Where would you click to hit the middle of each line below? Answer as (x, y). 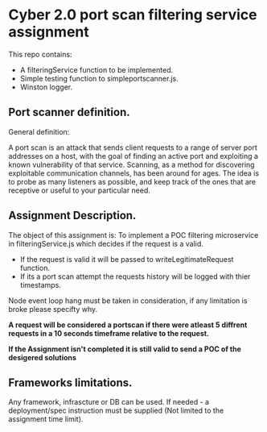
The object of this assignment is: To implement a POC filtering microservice (133, 235)
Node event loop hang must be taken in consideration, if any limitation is (128, 301)
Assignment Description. (72, 216)
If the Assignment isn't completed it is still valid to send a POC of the (125, 349)
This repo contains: (40, 54)
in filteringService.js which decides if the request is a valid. (106, 243)
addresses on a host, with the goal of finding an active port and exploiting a (133, 156)
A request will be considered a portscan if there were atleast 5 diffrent (128, 325)
